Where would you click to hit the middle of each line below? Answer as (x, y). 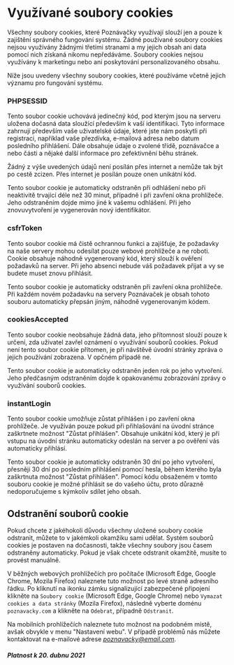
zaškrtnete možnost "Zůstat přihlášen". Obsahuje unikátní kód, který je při (114, 434)
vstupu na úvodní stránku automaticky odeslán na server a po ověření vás (114, 441)
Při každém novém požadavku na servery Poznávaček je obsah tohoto (109, 294)
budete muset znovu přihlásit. (50, 273)
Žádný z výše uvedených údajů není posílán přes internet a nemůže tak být (115, 167)
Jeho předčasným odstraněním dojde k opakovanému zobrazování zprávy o (117, 378)
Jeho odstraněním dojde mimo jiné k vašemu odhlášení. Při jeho (99, 203)
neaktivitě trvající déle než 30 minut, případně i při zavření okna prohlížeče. (115, 195)
